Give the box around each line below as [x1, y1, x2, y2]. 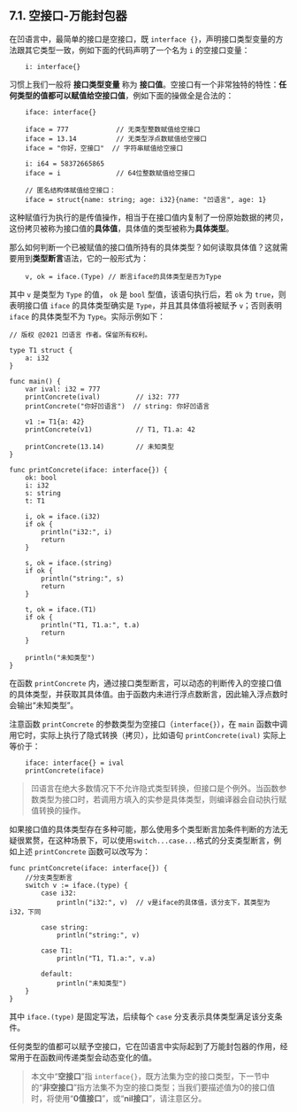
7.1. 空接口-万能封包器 [9, 8, 127, 24]
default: [41, 969, 73, 978]
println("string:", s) [41, 574, 125, 583]
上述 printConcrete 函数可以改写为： [16, 845, 150, 857]
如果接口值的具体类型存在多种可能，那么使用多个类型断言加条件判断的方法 [9, 823, 280, 835]
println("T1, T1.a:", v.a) [56, 953, 156, 963]
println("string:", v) [56, 930, 141, 939]
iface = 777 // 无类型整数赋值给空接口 [25, 125, 201, 134]
